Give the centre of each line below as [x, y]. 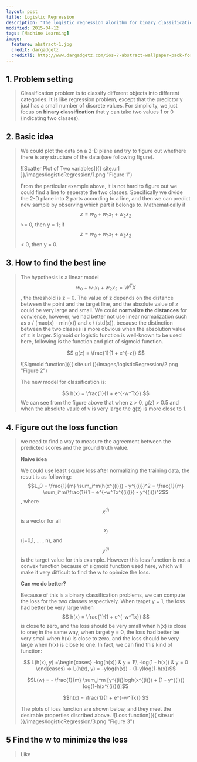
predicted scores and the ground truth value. [74, 447]
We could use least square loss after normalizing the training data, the [105, 470]
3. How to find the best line [56, 263]
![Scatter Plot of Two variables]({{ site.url [70, 169]
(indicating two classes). [50, 118]
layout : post [22, 11]
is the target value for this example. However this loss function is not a [105, 560]
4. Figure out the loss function [62, 427]
